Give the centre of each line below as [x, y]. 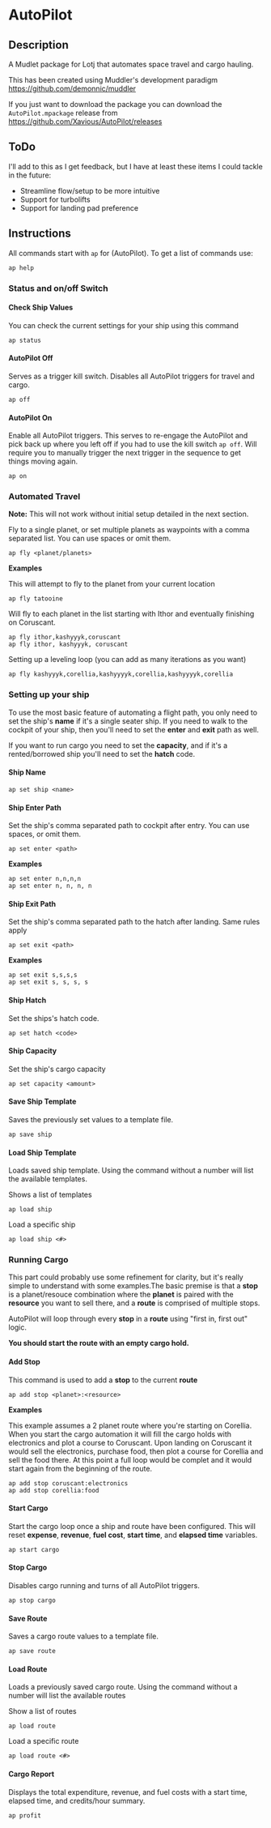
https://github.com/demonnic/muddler [72, 88]
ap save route [32, 1651]
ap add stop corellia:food [54, 1490]
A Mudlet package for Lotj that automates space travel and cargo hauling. [131, 64]
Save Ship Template [42, 1102]
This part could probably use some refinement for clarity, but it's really [126, 1277]
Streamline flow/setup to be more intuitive [90, 190]
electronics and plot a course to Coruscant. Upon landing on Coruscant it [130, 1442]
